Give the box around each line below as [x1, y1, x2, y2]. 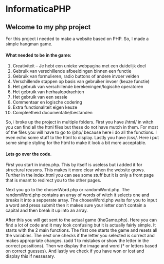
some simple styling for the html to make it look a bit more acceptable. [5, 140, 146, 146]
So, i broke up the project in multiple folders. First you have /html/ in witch [5, 119, 154, 125]
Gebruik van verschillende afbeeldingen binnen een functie [12, 68, 132, 74]
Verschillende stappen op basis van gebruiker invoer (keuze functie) [12, 79, 150, 84]
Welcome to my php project [5, 23, 91, 31]
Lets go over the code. [5, 151, 52, 157]
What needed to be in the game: [5, 52, 72, 58]
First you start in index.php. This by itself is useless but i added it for [5, 162, 143, 168]
